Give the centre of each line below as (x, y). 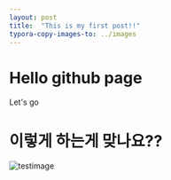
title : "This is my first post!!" (75, 26)
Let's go (24, 102)
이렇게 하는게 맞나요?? (86, 141)
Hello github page (76, 78)
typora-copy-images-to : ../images (73, 34)
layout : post (33, 17)
